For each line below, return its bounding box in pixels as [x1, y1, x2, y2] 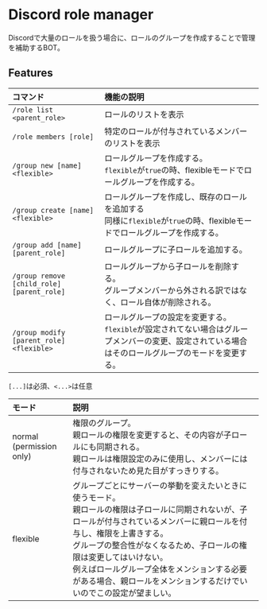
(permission [12, 440, 57, 452]
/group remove [12, 271, 66, 280]
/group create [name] [12, 205, 94, 215]
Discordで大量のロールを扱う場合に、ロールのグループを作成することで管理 [8, 33, 256, 42]
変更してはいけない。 [88, 551, 168, 562]
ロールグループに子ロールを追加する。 [104, 244, 248, 255]
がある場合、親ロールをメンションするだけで [72, 575, 240, 586]
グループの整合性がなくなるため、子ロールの [72, 539, 240, 550]
